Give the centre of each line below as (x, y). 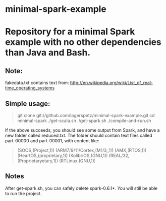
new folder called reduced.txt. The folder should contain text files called (79, 135)
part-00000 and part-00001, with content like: (52, 141)
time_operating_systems (30, 88)
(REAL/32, (119, 156)
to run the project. (24, 193)
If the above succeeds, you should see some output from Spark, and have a (83, 130)
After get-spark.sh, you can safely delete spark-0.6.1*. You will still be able (81, 188)
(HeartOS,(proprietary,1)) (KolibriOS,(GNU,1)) (62, 156)
